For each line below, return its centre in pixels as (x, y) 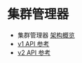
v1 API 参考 (33, 43)
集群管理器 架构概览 (46, 35)
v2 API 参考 (34, 52)
